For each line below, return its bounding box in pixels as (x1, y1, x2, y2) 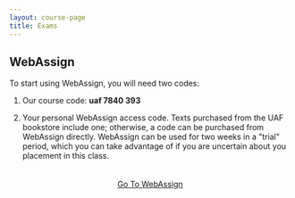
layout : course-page (9, 12, 87, 22)
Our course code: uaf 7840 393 (21, 95, 141, 106)
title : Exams (9, 21, 58, 30)
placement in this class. (21, 151, 110, 161)
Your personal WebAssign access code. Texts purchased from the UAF (21, 112, 284, 123)
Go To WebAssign (117, 179, 183, 190)
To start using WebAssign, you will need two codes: (9, 78, 199, 89)
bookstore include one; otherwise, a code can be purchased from (21, 122, 265, 133)
